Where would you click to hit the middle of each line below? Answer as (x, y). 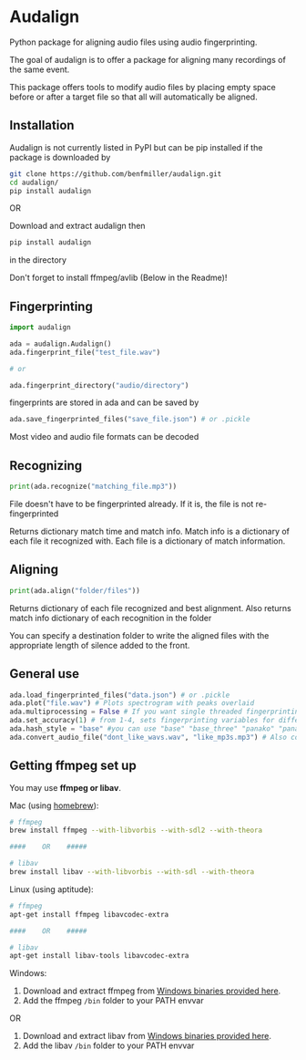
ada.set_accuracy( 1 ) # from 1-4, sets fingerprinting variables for (142, 721)
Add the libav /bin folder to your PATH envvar (108, 1045)
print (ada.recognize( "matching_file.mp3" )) (93, 487)
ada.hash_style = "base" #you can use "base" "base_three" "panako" (142, 729)
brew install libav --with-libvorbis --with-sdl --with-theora (132, 872)
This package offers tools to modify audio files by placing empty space (143, 87)
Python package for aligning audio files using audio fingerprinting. (133, 42)
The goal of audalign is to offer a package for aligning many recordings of (148, 59)
